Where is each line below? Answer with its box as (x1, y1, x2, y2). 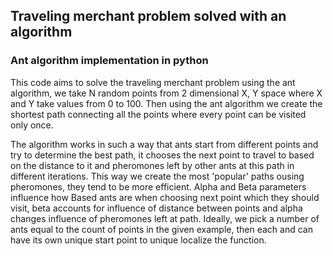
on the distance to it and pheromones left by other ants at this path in (10, 159, 295, 171)
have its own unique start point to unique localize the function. (10, 234, 267, 246)
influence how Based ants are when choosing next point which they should (10, 191, 320, 203)
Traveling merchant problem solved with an (10, 8, 287, 25)
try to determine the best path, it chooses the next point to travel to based (10, 149, 315, 161)
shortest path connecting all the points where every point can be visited (10, 108, 307, 120)
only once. (10, 119, 54, 131)
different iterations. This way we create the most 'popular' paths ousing (10, 170, 305, 182)
